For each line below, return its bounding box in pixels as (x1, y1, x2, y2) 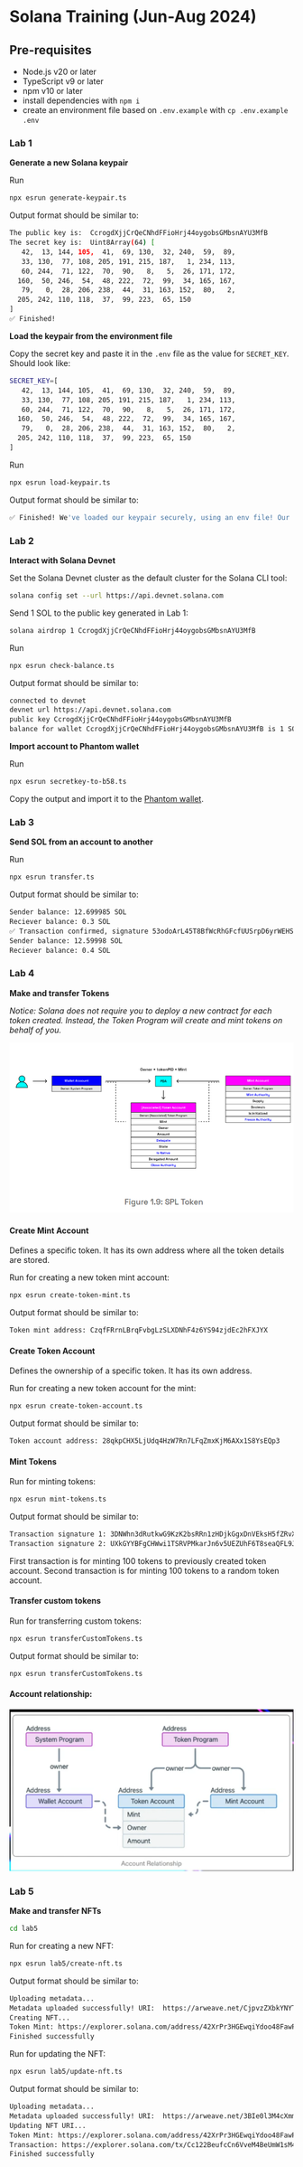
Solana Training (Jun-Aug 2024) (9, 6, 257, 27)
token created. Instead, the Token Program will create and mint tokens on (9, 1014, 283, 1025)
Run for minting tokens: (9, 1476, 96, 1487)
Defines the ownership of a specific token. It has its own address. (9, 1365, 252, 1376)
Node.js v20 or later (22, 66, 97, 77)
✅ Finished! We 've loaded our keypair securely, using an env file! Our (9, 513, 290, 522)
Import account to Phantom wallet (9, 741, 140, 752)
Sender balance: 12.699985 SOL (9, 908, 127, 917)
